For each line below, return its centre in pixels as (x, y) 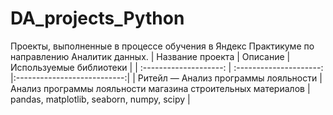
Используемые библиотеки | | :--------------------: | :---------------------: (167, 67)
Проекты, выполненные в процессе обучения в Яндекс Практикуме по (162, 46)
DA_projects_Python (97, 18)
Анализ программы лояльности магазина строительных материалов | (160, 88)
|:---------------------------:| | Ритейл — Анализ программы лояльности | (166, 78)
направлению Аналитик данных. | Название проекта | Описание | (150, 56)
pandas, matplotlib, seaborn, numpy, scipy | (100, 99)
